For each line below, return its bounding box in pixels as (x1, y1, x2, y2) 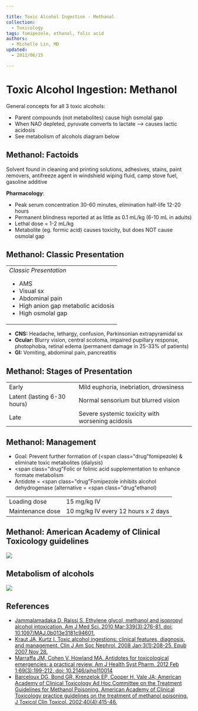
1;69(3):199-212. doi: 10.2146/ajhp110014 (14, 667, 113, 674)
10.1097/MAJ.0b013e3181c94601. (14, 629, 95, 637)
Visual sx (19, 287, 44, 296)
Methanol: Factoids (6, 150, 79, 160)
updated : (6, 47, 28, 53)
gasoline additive (6, 178, 48, 185)
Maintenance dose (9, 507, 61, 515)
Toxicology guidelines (6, 536, 89, 547)
